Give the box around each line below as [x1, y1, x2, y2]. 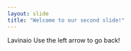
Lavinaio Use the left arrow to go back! [7, 36, 120, 44]
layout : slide [7, 10, 50, 17]
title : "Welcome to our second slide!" [7, 17, 125, 24]
